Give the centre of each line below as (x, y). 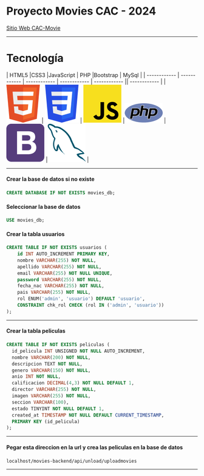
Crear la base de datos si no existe (51, 179)
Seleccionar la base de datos (43, 206)
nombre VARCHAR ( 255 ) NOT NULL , (57, 260)
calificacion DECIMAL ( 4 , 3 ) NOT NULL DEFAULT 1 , (73, 383)
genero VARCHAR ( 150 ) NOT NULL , (51, 370)
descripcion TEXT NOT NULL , (47, 364)
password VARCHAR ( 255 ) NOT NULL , (59, 280)
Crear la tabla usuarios (36, 234)
